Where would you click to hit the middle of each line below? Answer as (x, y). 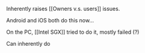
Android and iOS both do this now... (50, 20)
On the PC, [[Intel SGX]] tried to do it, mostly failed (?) (73, 32)
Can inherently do (28, 44)
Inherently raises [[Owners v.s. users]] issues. (63, 9)
